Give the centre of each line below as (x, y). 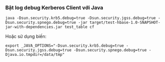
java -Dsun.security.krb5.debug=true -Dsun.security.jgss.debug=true (81, 18)
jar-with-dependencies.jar (34, 27)
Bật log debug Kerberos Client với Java (54, 8)
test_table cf (79, 27)
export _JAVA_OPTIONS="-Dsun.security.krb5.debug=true (65, 46)
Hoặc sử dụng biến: (26, 37)
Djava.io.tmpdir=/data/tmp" (35, 55)
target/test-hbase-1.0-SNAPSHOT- (125, 23)
